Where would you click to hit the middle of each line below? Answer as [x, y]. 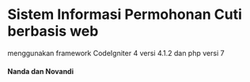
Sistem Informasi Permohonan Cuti [125, 15]
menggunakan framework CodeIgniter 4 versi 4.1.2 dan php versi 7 [116, 53]
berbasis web [53, 31]
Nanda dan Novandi [41, 71]
